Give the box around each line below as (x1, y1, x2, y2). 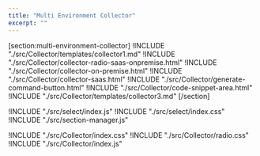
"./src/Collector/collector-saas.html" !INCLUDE (8, 74, 160, 84)
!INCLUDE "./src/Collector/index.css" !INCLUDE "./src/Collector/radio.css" (8, 130, 249, 139)
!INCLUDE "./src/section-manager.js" (8, 115, 129, 124)
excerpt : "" (8, 19, 47, 27)
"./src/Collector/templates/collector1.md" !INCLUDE (8, 49, 175, 59)
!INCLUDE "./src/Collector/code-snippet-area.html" (85, 82, 253, 92)
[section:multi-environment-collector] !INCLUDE (8, 40, 165, 50)
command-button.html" (8, 82, 85, 92)
